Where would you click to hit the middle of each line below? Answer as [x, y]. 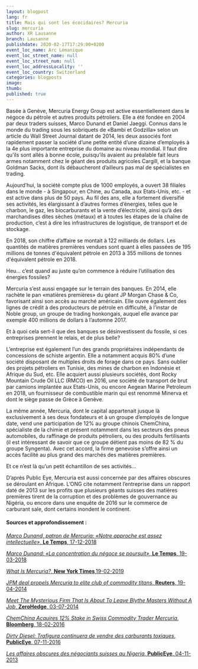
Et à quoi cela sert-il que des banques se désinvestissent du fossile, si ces [97, 331]
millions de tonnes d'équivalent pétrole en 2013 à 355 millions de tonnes [94, 253]
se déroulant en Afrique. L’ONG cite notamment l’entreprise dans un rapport [98, 484]
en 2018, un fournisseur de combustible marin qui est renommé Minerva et [97, 393]
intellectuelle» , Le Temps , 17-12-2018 [51, 542]
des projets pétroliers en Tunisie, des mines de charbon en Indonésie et [93, 368]
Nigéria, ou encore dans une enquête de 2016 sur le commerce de [87, 502]
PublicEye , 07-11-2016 [33, 642]
